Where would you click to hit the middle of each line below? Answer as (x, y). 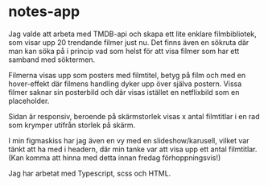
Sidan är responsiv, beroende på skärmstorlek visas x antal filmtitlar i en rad (134, 116)
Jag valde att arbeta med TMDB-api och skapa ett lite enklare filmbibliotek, (133, 34)
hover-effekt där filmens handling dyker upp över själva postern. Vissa (125, 84)
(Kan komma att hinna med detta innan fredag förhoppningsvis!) (115, 157)
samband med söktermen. (52, 60)
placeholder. (29, 101)
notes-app (44, 12)
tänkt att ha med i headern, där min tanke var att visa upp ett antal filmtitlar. (133, 149)
